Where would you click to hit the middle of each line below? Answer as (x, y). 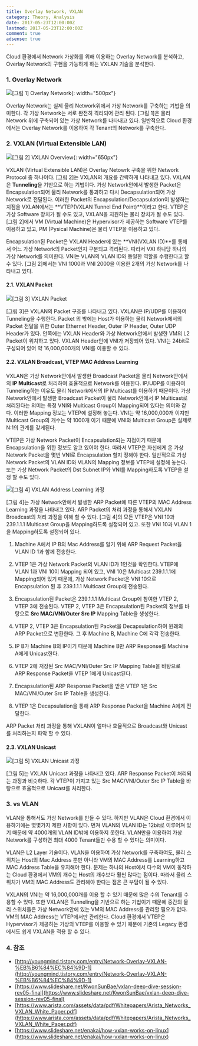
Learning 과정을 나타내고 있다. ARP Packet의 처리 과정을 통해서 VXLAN (89, 509)
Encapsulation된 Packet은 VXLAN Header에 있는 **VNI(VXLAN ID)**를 (91, 241)
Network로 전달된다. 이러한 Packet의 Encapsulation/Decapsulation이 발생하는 (98, 199)
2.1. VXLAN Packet (29, 285)
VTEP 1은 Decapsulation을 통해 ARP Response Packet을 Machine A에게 (100, 706)
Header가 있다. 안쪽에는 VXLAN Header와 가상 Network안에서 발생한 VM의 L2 (98, 333)
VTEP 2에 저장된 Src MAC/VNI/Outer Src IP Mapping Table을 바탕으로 (98, 666)
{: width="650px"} (95, 157)
